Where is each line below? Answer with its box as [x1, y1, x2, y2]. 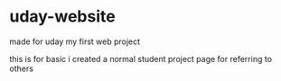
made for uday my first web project [9, 36, 141, 47]
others [9, 63, 34, 74]
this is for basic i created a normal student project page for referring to [9, 53, 273, 64]
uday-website [9, 6, 116, 27]
